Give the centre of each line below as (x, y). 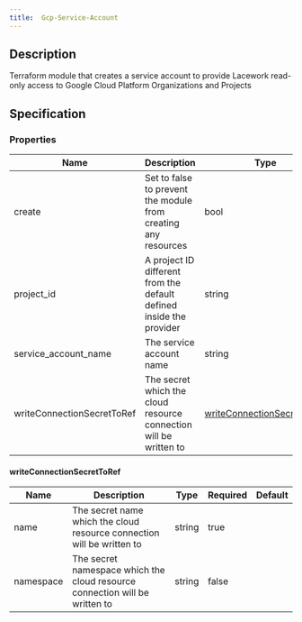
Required (228, 495)
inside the (165, 316)
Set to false (169, 178)
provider (162, 328)
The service (169, 343)
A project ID (169, 261)
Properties (33, 139)
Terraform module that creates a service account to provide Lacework (139, 76)
